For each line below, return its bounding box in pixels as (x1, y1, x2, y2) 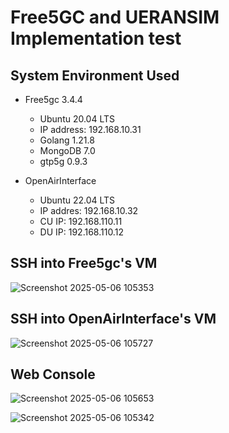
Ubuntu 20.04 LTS (39, 113, 116, 125)
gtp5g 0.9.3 (39, 156, 88, 167)
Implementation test (10, 27, 182, 50)
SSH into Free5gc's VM (10, 255, 158, 272)
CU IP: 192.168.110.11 (39, 216, 123, 227)
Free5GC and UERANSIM (10, 6, 220, 29)
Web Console (10, 366, 96, 383)
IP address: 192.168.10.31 (39, 124, 142, 135)
